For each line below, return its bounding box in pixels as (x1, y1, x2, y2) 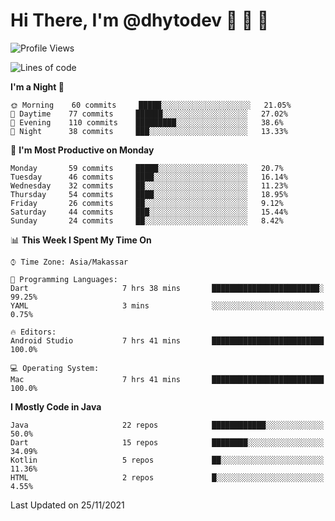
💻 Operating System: (10, 363, 100, 373)
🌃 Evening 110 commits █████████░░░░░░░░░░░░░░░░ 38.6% (10, 117, 284, 128)
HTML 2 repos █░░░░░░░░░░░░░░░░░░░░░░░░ (10, 472, 325, 483)
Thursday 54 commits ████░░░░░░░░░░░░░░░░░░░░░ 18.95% (10, 189, 288, 199)
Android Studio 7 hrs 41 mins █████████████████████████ (10, 335, 325, 346)
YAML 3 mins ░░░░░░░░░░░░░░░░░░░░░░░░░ (10, 300, 325, 311)
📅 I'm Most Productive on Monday (10, 144, 155, 156)
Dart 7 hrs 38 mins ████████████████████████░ (10, 283, 325, 293)
